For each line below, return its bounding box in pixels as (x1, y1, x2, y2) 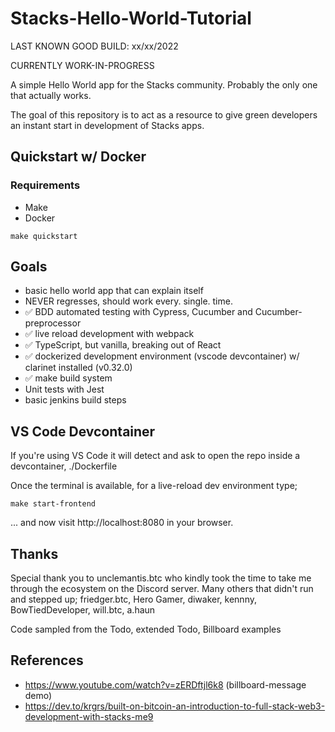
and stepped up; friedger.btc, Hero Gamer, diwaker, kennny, (10, 593, 257, 606)
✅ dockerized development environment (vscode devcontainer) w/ (24, 350, 300, 362)
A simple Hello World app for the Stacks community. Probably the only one (10, 78, 318, 91)
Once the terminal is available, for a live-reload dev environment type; (10, 480, 298, 492)
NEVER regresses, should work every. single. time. (24, 295, 233, 307)
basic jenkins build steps (24, 394, 127, 406)
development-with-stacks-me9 (24, 710, 154, 722)
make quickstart (10, 231, 78, 241)
